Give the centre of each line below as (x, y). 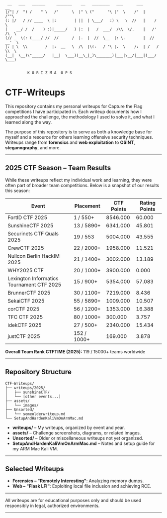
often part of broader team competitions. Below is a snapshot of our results (82, 185)
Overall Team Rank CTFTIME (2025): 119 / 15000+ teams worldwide (75, 351)
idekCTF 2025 (25, 325)
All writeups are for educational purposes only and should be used (73, 501)
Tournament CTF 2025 (35, 285)
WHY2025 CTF (26, 270)
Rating (148, 203)
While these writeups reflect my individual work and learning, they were (79, 180)
